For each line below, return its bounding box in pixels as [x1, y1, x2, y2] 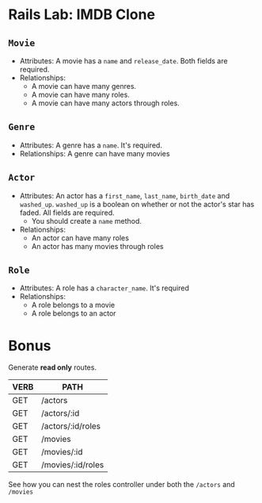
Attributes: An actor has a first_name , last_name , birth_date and [19, 190, 230, 200]
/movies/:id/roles [40, 459, 104, 470]
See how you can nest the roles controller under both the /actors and [8, 480, 235, 490]
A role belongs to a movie [31, 300, 116, 310]
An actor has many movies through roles [31, 241, 164, 251]
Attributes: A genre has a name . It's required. [19, 140, 162, 150]
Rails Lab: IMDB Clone [8, 6, 156, 24]
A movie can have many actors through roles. [31, 98, 180, 108]
